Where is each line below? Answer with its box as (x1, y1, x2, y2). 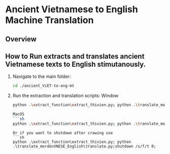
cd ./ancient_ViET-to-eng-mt (12, 83, 75, 89)
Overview (5, 35, 37, 43)
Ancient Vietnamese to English (5, 4, 138, 15)
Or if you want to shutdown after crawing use (12, 130, 113, 136)
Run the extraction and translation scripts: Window (12, 93, 119, 99)
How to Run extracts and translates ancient (5, 52, 145, 61)
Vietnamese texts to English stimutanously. (5, 60, 146, 68)
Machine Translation (5, 14, 94, 26)
